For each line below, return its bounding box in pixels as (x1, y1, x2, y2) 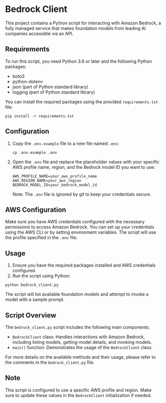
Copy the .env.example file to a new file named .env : (12, 140, 119, 146)
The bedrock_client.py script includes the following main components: (5, 324, 150, 330)
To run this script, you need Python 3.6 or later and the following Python (5, 58, 152, 64)
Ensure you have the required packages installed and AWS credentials (12, 263, 156, 269)
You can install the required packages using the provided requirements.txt (5, 99, 159, 105)
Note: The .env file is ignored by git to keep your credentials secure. (12, 191, 152, 197)
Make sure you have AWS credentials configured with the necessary (5, 219, 145, 225)
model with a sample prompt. (5, 296, 65, 302)
